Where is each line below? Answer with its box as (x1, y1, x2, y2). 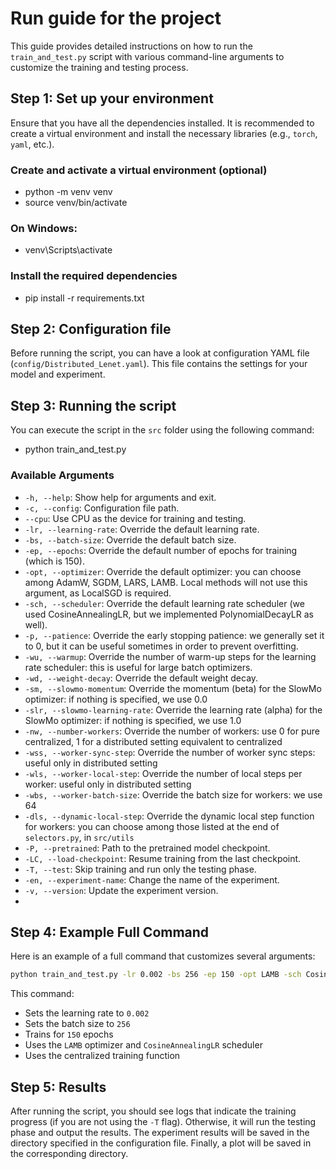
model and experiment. (10, 368, 106, 381)
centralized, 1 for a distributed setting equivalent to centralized (24, 735, 283, 747)
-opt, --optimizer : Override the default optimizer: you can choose (24, 565, 302, 577)
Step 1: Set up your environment (10, 90, 214, 107)
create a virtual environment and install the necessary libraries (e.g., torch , (10, 127, 318, 139)
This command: (10, 988, 75, 1000)
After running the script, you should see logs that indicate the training (10, 1105, 297, 1117)
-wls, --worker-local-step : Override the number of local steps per (24, 767, 303, 779)
